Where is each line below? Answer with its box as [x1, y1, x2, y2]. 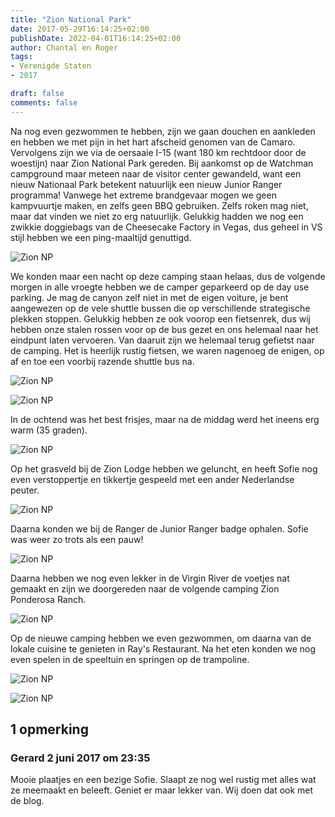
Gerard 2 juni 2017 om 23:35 [10, 751, 151, 765]
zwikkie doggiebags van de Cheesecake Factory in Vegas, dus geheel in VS [10, 221, 323, 233]
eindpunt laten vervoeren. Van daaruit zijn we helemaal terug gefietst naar [10, 334, 315, 346]
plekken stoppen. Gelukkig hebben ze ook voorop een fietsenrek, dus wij [10, 312, 312, 325]
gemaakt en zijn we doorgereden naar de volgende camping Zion [10, 582, 280, 595]
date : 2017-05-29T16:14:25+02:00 [10, 24, 150, 34]
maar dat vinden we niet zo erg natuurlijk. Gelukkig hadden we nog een [10, 210, 304, 222]
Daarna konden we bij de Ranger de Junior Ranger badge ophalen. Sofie [10, 522, 309, 535]
